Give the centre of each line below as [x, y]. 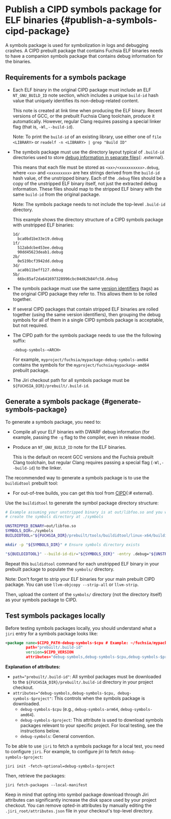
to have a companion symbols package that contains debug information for [84, 56]
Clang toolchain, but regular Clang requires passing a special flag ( [82, 462]
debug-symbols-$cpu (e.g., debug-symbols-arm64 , [70, 709]
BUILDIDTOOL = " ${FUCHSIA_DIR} [36, 536]
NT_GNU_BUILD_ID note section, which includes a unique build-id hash [85, 95]
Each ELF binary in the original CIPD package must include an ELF [82, 90]
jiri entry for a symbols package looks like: [52, 633]
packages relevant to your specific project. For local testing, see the [91, 725]
